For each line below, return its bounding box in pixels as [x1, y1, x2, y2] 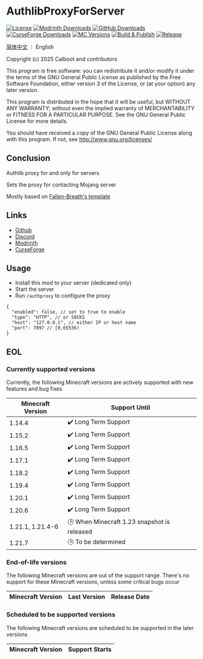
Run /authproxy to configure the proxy [14, 292, 111, 299]
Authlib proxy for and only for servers [6, 169, 100, 176]
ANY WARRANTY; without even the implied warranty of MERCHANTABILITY [6, 104, 195, 111]
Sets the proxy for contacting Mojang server [6, 180, 117, 188]
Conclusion [6, 153, 51, 164]
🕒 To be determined [67, 538, 126, 546]
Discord [14, 233, 35, 240]
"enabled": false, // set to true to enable [11, 309, 126, 316]
